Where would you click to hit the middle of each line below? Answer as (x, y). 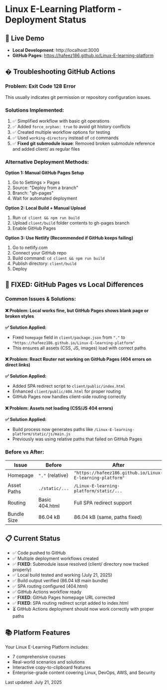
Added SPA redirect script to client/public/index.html (69, 386)
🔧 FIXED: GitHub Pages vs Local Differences (75, 285)
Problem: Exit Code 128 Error (41, 86)
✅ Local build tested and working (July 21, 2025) (62, 575)
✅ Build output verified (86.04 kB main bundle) (60, 581)
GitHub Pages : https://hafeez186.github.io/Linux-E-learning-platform (83, 55)
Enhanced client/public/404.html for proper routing (66, 391)
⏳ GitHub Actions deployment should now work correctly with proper (83, 609)
